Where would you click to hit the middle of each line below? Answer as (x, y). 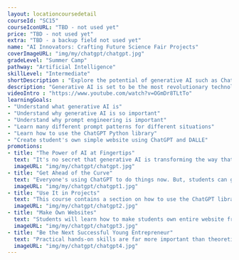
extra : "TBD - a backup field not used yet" (74, 41)
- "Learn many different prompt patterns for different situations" (111, 126)
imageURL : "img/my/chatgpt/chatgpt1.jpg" (76, 186)
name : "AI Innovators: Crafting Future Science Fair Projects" (103, 47)
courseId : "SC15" (33, 21)
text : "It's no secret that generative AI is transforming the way (116, 160)
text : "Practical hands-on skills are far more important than (109, 239)
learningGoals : (30, 100)
